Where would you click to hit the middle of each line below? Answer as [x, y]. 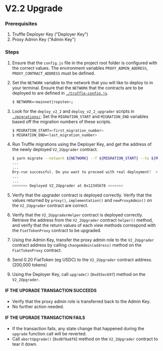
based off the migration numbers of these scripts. [62, 121]
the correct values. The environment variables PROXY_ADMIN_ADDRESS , [80, 68]
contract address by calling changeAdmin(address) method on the [77, 245]
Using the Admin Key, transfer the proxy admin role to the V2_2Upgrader [83, 240]
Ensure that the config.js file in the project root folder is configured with [85, 63]
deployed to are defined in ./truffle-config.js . [60, 93]
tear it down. [24, 344]
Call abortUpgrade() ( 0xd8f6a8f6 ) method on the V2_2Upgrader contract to [85, 339]
